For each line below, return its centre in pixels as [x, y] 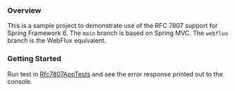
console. [20, 81]
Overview [24, 10]
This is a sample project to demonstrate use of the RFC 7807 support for [113, 26]
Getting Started [34, 59]
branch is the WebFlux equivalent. [57, 41]
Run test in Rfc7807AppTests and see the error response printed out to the [115, 74]
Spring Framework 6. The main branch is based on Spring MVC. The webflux [118, 33]
